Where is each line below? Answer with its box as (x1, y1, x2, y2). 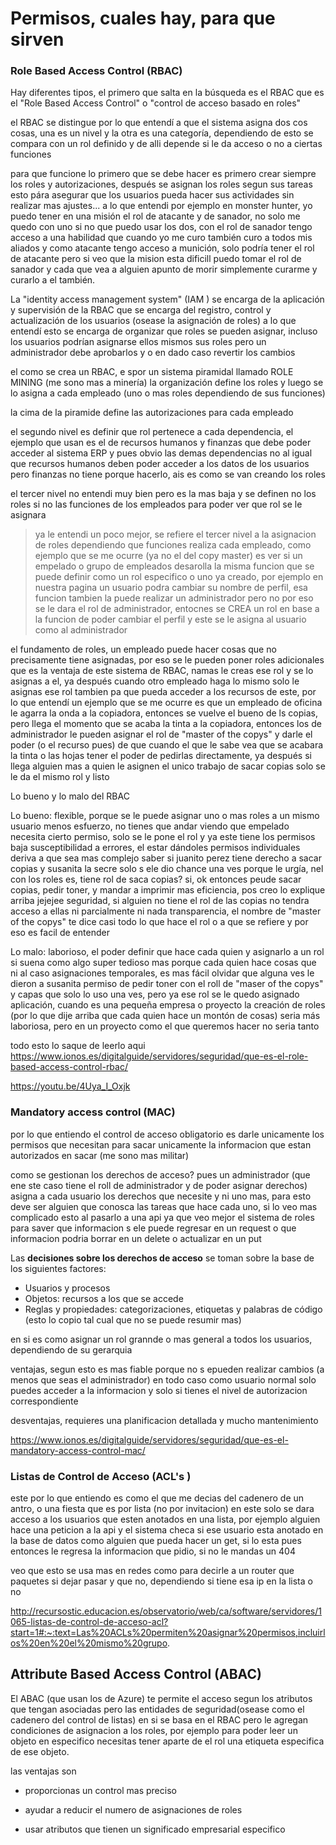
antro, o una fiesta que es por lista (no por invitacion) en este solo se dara (10, 1503, 315, 1515)
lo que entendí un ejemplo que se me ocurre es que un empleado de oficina (10, 697, 323, 709)
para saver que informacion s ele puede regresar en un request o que (10, 1222, 297, 1234)
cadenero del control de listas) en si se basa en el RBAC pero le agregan (10, 1713, 309, 1726)
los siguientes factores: (10, 1262, 107, 1274)
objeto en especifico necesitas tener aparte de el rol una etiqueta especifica (10, 1735, 325, 1747)
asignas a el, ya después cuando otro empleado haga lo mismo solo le (10, 675, 300, 687)
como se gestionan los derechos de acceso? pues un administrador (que (10, 1168, 311, 1181)
